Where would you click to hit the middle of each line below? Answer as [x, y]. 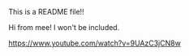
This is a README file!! [46, 12]
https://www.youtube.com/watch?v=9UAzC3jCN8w [94, 43]
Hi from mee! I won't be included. [64, 27]
